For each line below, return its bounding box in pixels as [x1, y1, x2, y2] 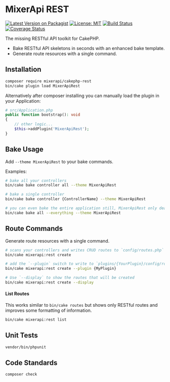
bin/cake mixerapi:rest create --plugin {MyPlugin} [5, 266, 116, 271]
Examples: [5, 168, 27, 174]
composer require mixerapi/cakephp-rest [5, 78, 92, 84]
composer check [5, 372, 37, 377]
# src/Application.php [5, 108, 53, 113]
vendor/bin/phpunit [5, 345, 47, 350]
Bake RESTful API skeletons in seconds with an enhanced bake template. [12, 45, 165, 51]
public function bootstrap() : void [5, 112, 80, 117]
